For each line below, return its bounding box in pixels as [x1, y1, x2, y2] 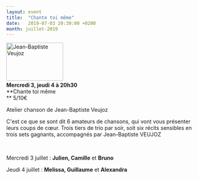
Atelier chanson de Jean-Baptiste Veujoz [6, 106, 108, 113]
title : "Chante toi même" [6, 15, 74, 21]
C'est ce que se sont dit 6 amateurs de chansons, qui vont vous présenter [6, 118, 191, 125]
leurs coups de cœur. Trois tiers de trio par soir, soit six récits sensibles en [6, 124, 193, 132]
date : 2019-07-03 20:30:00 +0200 [6, 20, 96, 26]
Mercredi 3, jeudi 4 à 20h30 [6, 81, 78, 89]
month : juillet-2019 [6, 25, 59, 32]
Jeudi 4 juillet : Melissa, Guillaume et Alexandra [6, 166, 128, 174]
